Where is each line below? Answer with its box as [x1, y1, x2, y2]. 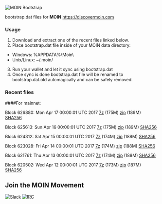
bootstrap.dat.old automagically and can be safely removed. [12, 77, 133, 83]
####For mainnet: [5, 100, 41, 106]
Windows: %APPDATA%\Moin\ [12, 52, 74, 58]
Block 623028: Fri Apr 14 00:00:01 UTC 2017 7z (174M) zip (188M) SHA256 [5, 143, 156, 148]
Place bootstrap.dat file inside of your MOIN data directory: [12, 42, 131, 48]
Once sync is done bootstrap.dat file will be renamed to [12, 72, 124, 77]
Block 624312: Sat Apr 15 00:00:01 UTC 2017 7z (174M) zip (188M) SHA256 [5, 133, 156, 139]
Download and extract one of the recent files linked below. [12, 37, 129, 43]
